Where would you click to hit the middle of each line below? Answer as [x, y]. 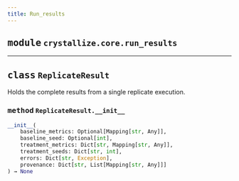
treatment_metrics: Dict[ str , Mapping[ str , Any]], [97, 145]
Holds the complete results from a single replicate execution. [96, 92]
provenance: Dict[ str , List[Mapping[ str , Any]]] [94, 165]
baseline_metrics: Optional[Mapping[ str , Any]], [94, 132]
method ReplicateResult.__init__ [66, 111]
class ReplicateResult [59, 75]
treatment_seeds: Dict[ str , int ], [71, 152]
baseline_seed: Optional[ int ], [67, 138]
